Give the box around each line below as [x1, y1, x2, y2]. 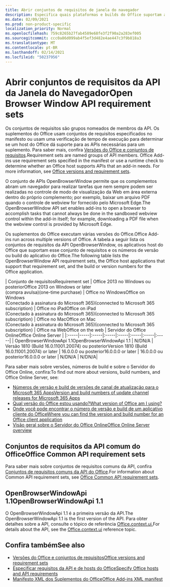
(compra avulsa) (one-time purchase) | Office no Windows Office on [5, 289, 145, 295]
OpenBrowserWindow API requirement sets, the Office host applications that [5, 258, 165, 264]
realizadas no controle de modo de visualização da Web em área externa [5, 189, 157, 195]
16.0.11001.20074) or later [5, 348, 58, 355]
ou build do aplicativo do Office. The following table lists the [5, 253, 129, 259]
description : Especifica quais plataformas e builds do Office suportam [5, 12, 162, 17]
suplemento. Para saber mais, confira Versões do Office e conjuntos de [5, 147, 154, 153]
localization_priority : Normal [5, 26, 71, 31]
